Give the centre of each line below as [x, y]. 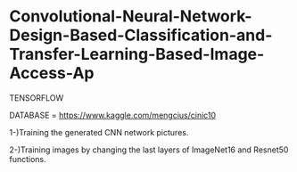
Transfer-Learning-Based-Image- [137, 54]
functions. [28, 159]
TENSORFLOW [37, 98]
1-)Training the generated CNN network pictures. [99, 132]
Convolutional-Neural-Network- [131, 16]
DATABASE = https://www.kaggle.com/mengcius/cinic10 [113, 115]
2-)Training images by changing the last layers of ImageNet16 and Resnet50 [149, 150]
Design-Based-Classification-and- [141, 35]
